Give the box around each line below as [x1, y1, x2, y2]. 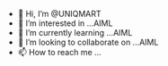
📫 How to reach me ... [17, 47, 102, 57]
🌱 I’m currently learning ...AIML [17, 28, 133, 37]
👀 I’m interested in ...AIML [17, 18, 113, 29]
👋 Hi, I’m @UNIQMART [17, 9, 102, 19]
